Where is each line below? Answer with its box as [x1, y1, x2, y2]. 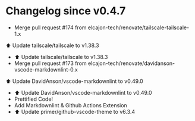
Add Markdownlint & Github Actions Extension [14, 101, 127, 108]
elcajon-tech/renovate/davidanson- [87, 60, 175, 67]
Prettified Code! [14, 95, 54, 103]
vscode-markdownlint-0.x [14, 66, 78, 73]
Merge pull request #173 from [14, 60, 87, 67]
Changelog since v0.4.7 [5, 4, 126, 18]
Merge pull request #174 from [14, 24, 87, 31]
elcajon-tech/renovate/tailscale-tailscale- [87, 24, 190, 31]
